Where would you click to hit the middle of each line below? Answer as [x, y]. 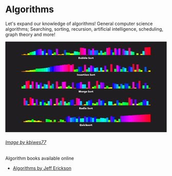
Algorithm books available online [40, 158]
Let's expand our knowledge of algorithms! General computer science [79, 24]
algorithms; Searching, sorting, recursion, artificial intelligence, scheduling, [84, 29]
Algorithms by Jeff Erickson [42, 168]
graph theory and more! [30, 34]
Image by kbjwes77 [26, 142]
